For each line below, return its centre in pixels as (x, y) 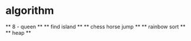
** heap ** (18, 32)
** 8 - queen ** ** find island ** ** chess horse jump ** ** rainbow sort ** (96, 27)
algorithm (30, 11)
